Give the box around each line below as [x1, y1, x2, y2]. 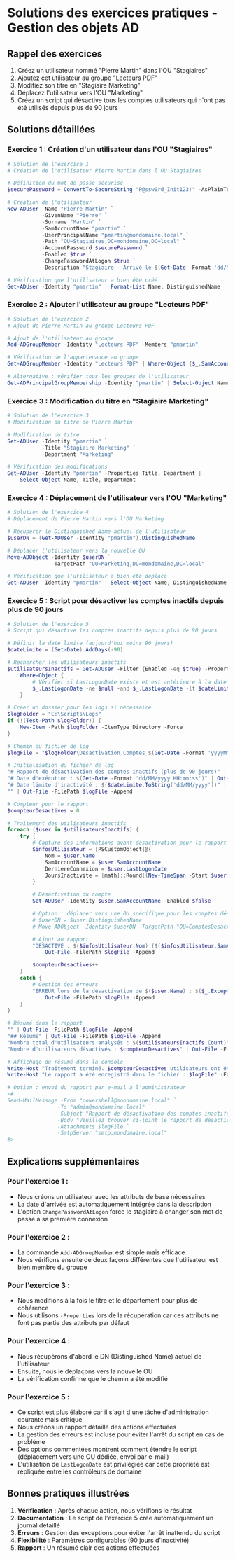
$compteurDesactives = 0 [7, 807, 80, 814]
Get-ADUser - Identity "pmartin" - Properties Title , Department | [7, 470, 201, 477]
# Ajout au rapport [32, 936, 90, 943]
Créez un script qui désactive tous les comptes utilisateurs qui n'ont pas [17, 96, 226, 104]
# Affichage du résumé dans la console [7, 1058, 124, 1065]
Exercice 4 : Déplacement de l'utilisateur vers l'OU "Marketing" [7, 492, 227, 502]
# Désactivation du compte [32, 891, 111, 898]
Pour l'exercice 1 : [7, 1177, 69, 1186]
